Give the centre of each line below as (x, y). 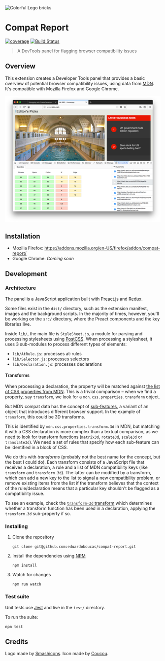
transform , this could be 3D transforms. (45, 417)
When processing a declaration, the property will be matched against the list (82, 386)
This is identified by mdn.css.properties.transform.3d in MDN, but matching (82, 426)
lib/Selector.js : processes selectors (51, 359)
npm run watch (27, 584)
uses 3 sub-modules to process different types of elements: (66, 344)
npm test (14, 626)
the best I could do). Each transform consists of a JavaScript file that (75, 462)
